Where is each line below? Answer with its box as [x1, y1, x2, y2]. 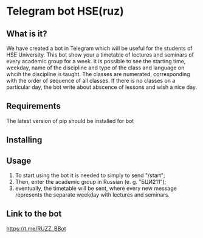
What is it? [6, 29, 47, 39]
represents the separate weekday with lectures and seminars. [15, 191, 170, 198]
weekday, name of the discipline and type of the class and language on [6, 64, 185, 71]
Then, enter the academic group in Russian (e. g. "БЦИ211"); [15, 178, 167, 186]
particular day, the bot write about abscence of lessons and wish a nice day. [6, 83, 198, 91]
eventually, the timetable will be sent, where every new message [15, 184, 177, 192]
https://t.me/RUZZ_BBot [6, 225, 66, 232]
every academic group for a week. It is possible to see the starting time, [6, 58, 186, 65]
